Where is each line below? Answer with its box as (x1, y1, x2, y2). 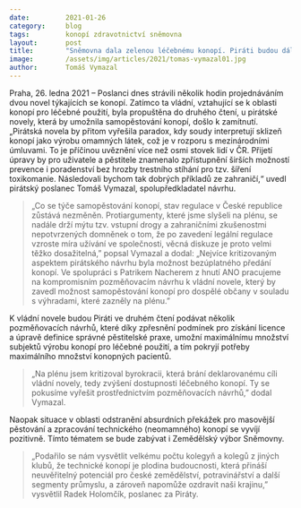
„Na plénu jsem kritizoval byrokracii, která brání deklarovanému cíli (30, 368, 278, 379)
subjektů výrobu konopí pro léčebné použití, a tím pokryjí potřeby (9, 341, 251, 352)
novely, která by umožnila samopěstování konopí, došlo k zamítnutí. (9, 116, 258, 126)
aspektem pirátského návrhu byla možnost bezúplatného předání (30, 257, 271, 268)
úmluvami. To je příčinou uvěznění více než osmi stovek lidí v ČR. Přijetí (9, 144, 273, 155)
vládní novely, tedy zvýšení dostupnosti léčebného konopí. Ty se (30, 377, 271, 388)
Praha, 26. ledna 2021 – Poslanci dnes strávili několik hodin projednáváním (9, 87, 284, 99)
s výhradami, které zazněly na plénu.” (30, 295, 170, 306)
